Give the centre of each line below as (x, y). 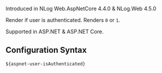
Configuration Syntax (46, 50)
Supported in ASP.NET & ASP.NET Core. (55, 31)
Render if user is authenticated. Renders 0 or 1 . (63, 20)
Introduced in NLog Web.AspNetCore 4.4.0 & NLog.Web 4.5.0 (81, 9)
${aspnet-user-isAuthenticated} (45, 64)
